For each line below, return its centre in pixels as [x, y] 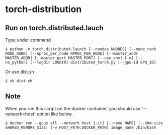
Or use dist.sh [20, 72]
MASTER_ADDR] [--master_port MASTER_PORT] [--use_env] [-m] [70, 58]
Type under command [28, 40]
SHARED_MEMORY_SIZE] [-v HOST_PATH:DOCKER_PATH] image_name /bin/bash [81, 127]
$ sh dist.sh [19, 81]
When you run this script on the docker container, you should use [73, 108]
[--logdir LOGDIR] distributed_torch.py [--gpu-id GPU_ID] [93, 62]
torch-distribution [44, 9]
